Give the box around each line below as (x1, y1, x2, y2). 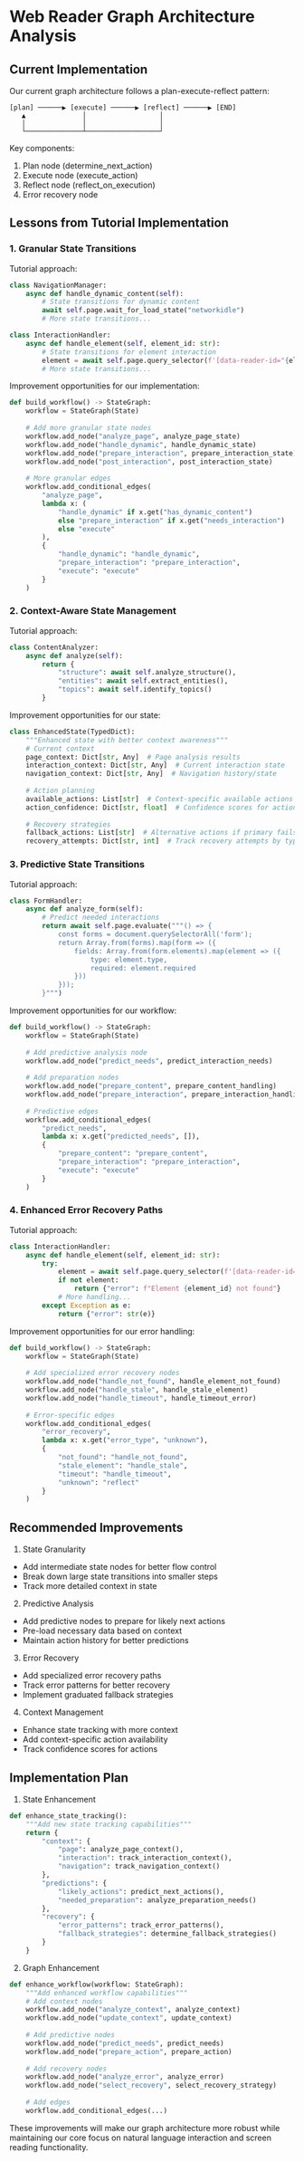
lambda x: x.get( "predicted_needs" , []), (42, 1132, 201, 1142)
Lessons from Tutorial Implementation (9, 215, 229, 231)
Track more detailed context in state (22, 1581, 157, 1592)
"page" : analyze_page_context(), (57, 1845, 184, 1854)
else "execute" (57, 524, 116, 533)
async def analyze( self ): (25, 651, 124, 660)
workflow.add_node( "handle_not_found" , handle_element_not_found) (25, 1377, 281, 1386)
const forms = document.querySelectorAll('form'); (57, 930, 253, 939)
